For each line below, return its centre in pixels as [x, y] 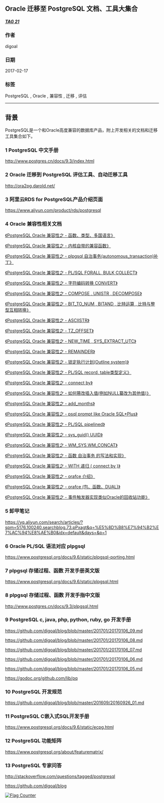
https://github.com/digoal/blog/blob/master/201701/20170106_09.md [74, 631]
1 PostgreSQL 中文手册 [32, 150]
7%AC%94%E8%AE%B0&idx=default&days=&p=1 [56, 532]
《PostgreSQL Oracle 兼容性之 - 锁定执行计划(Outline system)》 [67, 362]
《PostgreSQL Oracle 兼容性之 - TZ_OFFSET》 [50, 331]
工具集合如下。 [20, 137]
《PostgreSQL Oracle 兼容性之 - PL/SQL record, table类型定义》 [68, 372]
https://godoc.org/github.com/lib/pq [41, 678]
